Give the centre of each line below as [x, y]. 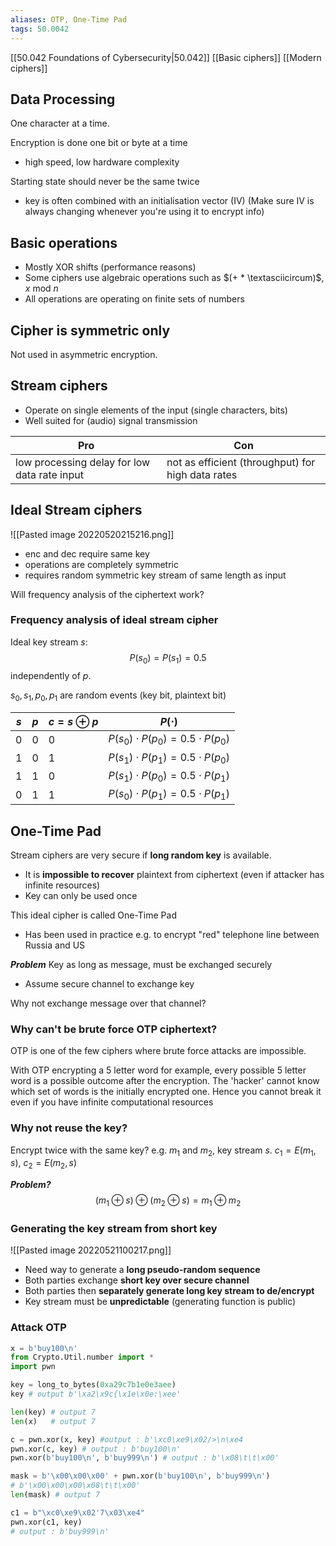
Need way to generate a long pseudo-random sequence [142, 1270]
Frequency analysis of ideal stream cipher [114, 620]
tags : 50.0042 [40, 29]
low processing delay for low [83, 462]
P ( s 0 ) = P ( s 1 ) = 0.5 [168, 658]
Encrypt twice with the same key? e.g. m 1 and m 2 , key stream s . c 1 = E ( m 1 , [163, 1151]
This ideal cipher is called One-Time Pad [93, 915]
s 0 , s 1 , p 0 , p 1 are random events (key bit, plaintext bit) [118, 696]
